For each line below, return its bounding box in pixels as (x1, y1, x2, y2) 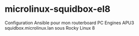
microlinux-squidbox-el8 (4, 3, 110, 15)
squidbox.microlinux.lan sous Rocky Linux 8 (4, 25, 95, 31)
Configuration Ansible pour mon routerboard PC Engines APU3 (4, 20, 134, 26)
